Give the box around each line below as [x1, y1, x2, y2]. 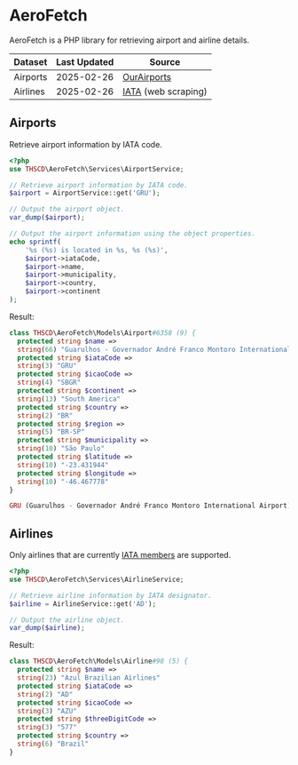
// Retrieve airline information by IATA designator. [9, 591, 213, 600]
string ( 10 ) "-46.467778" [17, 477, 109, 486]
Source [149, 55, 181, 68]
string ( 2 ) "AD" [17, 689, 74, 698]
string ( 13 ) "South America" [17, 394, 122, 403]
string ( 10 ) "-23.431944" [17, 460, 109, 469]
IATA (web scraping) [122, 85, 208, 98]
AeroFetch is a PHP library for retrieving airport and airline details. [9, 35, 250, 45]
